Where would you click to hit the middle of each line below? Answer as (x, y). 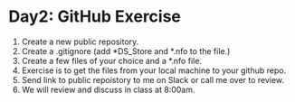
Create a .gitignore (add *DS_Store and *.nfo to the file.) (126, 51)
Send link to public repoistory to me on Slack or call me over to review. (153, 79)
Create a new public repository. (80, 42)
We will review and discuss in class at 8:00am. (108, 89)
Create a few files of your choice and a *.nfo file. (112, 60)
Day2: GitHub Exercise (95, 17)
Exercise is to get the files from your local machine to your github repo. (154, 70)
